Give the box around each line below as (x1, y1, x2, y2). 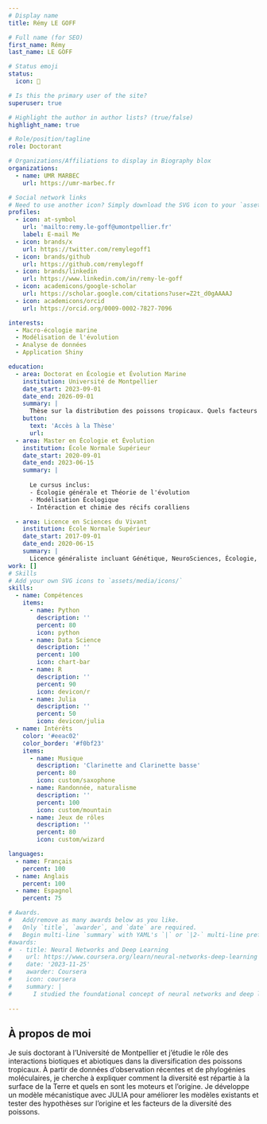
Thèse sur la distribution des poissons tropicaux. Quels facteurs (29, 407, 258, 415)
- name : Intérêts (15, 725, 73, 733)
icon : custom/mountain (37, 806, 112, 814)
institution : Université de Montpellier (22, 377, 158, 386)
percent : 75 (22, 894, 62, 903)
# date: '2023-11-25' (8, 960, 91, 969)
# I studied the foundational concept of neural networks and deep (8, 990, 254, 998)
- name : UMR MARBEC (15, 172, 80, 180)
